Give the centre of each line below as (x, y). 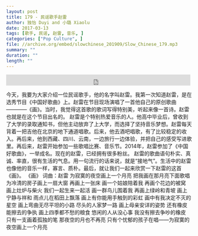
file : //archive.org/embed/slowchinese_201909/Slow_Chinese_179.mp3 (92, 45)
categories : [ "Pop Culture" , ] (44, 39)
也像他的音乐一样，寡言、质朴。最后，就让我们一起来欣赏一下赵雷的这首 (94, 168)
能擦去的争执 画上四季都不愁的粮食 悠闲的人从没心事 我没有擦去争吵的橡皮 (96, 212)
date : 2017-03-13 (27, 28)
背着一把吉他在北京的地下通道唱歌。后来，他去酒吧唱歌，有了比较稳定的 (94, 131)
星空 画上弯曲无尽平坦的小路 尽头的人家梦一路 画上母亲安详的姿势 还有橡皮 (97, 205)
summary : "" (21, 50)
